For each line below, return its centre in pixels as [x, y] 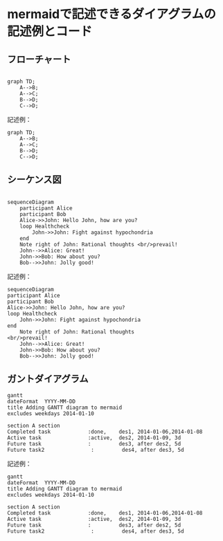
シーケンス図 [34, 180]
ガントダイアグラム [48, 379]
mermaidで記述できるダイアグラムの [112, 14]
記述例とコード [50, 31]
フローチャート [39, 59]
